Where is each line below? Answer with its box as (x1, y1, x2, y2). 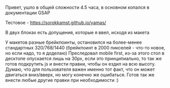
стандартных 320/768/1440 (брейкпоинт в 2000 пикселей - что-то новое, (5, 45, 165, 50)
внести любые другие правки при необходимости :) (5, 77, 119, 83)
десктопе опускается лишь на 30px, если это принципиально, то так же (5, 55, 162, 62)
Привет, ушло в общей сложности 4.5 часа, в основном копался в (5, 5, 150, 10)
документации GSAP (5, 10, 50, 16)
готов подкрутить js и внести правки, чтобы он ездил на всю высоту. (5, 61, 156, 67)
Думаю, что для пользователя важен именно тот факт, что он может (5, 66, 155, 72)
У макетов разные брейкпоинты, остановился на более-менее (5, 39, 142, 45)
